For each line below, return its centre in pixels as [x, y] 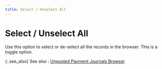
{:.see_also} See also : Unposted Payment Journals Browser [65, 61]
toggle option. [19, 52]
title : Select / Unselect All [36, 9]
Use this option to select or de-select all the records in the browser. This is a [81, 47]
